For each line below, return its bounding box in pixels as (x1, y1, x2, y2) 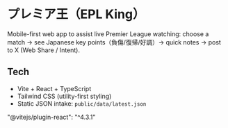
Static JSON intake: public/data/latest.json (17, 99, 147, 108)
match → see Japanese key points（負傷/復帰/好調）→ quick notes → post (7, 38, 221, 46)
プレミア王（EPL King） (7, 6, 145, 22)
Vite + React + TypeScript (17, 84, 92, 93)
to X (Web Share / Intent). (7, 46, 80, 54)
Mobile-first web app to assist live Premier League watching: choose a (7, 29, 209, 38)
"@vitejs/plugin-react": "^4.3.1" (7, 113, 96, 121)
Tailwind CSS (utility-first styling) (17, 92, 112, 100)
